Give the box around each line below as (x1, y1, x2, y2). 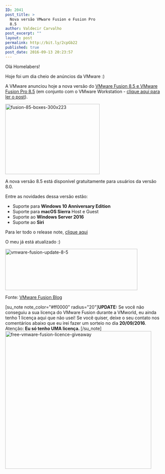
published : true (5, 45, 39, 50)
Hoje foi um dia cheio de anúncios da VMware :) (5, 73, 105, 79)
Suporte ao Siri (12, 219, 44, 225)
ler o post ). (5, 94, 28, 100)
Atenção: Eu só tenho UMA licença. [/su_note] (5, 325, 102, 331)
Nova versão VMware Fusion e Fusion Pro (10, 17, 96, 22)
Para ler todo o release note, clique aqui (5, 229, 88, 235)
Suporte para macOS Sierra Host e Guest (12, 208, 99, 214)
